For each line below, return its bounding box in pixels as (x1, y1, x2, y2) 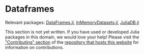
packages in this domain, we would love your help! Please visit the (5, 34, 139, 40)
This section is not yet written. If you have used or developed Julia (5, 29, 140, 35)
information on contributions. (5, 44, 64, 50)
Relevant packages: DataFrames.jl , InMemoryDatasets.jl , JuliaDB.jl (5, 19, 139, 25)
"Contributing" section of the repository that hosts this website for (5, 39, 139, 45)
